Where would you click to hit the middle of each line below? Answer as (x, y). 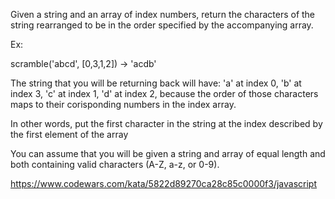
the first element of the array (69, 134)
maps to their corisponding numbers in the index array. (123, 104)
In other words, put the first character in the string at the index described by (166, 123)
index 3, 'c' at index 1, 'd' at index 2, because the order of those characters (164, 93)
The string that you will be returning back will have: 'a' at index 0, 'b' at (156, 83)
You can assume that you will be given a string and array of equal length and (168, 153)
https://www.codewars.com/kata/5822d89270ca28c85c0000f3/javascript (164, 183)
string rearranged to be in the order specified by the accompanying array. (162, 25)
